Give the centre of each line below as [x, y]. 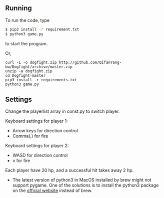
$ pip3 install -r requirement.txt [42, 29]
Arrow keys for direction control [45, 131]
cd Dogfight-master [25, 75]
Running [19, 8]
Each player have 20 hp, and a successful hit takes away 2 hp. [69, 170]
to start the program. [26, 43]
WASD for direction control [40, 155]
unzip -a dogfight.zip [29, 71]
